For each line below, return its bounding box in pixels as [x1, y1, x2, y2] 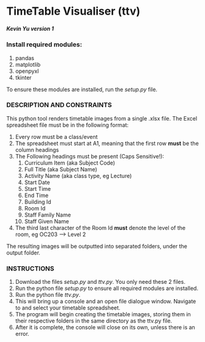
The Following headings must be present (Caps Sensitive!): [15, 152, 164, 160]
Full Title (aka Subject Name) [24, 165, 98, 173]
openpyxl [15, 67, 39, 75]
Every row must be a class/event [15, 133, 98, 140]
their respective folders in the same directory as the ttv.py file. [15, 317, 173, 325]
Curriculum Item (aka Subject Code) [24, 159, 115, 166]
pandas [15, 54, 35, 62]
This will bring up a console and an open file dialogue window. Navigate [15, 298, 196, 305]
